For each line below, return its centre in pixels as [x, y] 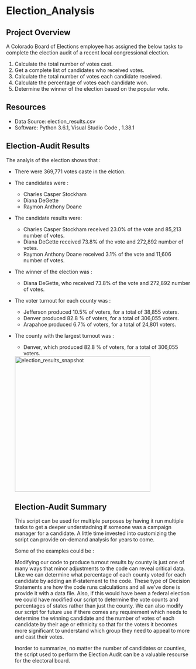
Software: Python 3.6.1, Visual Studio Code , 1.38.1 [74, 128]
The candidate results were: [48, 218]
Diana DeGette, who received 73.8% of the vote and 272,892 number [107, 283]
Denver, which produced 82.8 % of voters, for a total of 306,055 [101, 347]
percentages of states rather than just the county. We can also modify [99, 606]
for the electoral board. [42, 661]
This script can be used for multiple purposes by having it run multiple [99, 521]
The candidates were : [42, 183]
